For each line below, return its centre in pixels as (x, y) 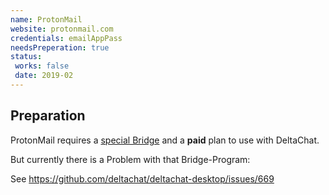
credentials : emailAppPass (66, 38)
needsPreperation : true (60, 47)
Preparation (48, 116)
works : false (42, 66)
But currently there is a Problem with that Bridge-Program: (130, 159)
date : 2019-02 (44, 76)
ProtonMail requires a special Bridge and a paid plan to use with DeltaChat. (165, 140)
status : (26, 57)
